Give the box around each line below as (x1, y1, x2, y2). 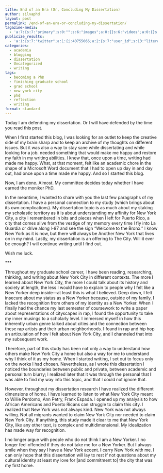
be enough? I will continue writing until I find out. (5, 241, 102, 247)
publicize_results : (5, 34, 45, 39)
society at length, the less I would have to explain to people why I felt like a (5, 285, 154, 290)
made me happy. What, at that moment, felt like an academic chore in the (5, 160, 151, 166)
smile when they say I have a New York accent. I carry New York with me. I (5, 447, 154, 453)
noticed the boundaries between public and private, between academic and (5, 366, 157, 372)
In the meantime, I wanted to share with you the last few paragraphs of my (5, 194, 154, 200)
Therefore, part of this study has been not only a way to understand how (5, 345, 150, 351)
